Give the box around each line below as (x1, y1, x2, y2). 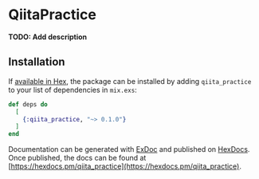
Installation (8, 55, 65, 69)
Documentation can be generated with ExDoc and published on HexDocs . (8, 145, 250, 154)
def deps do (8, 100, 48, 109)
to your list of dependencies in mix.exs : (8, 85, 137, 94)
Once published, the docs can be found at (8, 153, 147, 163)
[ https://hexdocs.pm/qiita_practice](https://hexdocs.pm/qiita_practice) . (8, 161, 241, 171)
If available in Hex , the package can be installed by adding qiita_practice (8, 76, 252, 86)
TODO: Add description (8, 32, 88, 42)
